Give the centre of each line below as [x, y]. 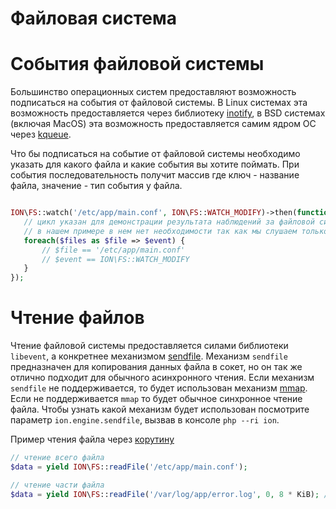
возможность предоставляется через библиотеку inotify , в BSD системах [168, 113]
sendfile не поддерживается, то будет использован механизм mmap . [159, 388]
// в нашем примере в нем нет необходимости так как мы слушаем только [176, 231]
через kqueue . [41, 134]
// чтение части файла [57, 485]
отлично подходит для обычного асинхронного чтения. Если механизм [162, 378]
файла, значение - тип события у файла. [96, 186]
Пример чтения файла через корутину [92, 439]
